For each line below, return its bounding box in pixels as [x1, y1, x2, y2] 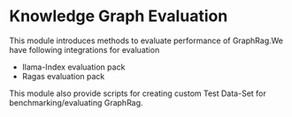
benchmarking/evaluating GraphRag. [9, 97, 143, 107]
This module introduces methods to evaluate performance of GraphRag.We [9, 35, 284, 46]
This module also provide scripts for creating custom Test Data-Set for [9, 88, 267, 99]
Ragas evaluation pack [21, 70, 105, 81]
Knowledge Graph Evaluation [9, 6, 228, 26]
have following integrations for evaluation [9, 44, 160, 55]
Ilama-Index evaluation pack [21, 62, 126, 72]
